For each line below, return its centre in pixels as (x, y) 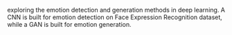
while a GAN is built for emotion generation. (69, 24)
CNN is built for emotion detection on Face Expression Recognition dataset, (115, 17)
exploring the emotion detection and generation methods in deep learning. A (116, 10)
